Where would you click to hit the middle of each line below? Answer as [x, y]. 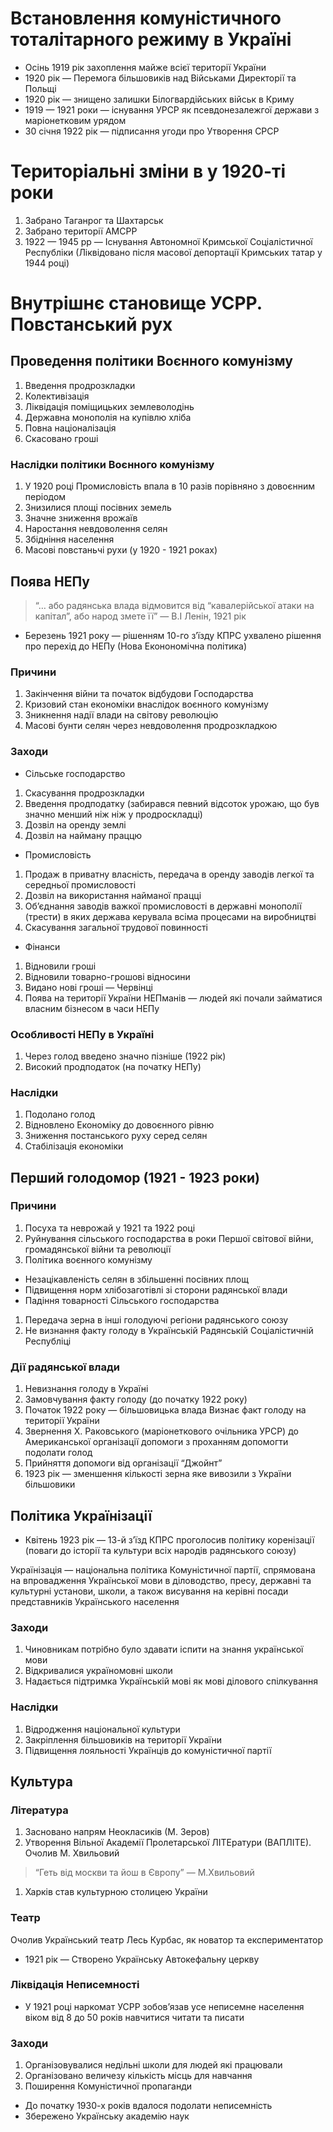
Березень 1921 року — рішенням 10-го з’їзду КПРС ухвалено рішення [173, 635]
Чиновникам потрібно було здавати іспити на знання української [164, 1649]
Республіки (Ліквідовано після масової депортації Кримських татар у [173, 252]
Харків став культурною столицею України [116, 1892]
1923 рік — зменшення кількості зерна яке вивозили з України [158, 1474]
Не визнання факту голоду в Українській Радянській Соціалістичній [169, 1330]
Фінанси [42, 946]
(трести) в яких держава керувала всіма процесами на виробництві [170, 916]
